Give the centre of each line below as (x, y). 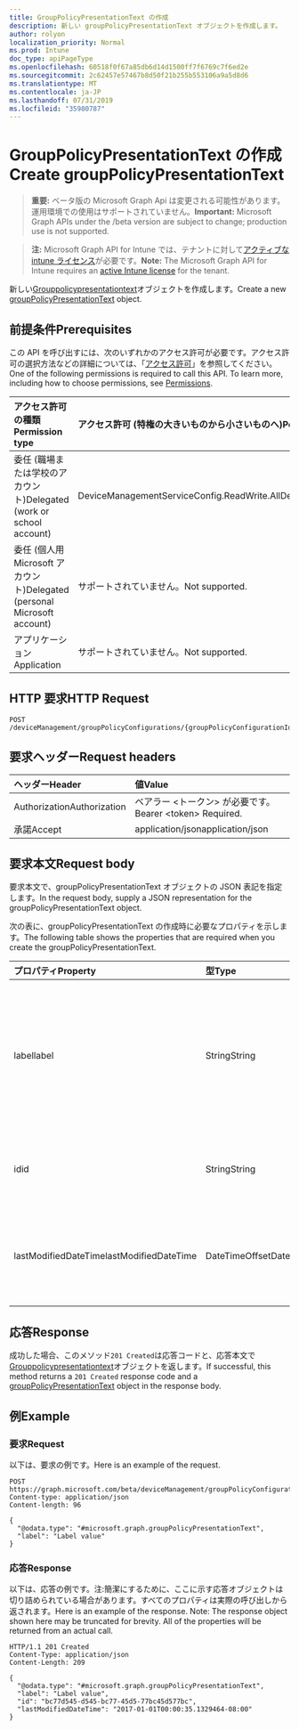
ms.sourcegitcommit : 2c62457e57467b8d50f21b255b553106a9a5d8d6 (129, 76)
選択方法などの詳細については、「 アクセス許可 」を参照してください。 (151, 363)
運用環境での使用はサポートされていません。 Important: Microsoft (151, 212)
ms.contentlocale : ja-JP (55, 92)
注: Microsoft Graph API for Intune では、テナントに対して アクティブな (160, 249)
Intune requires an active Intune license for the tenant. (130, 271)
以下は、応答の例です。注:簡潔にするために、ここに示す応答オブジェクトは (146, 1589)
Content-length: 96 (45, 1505)
